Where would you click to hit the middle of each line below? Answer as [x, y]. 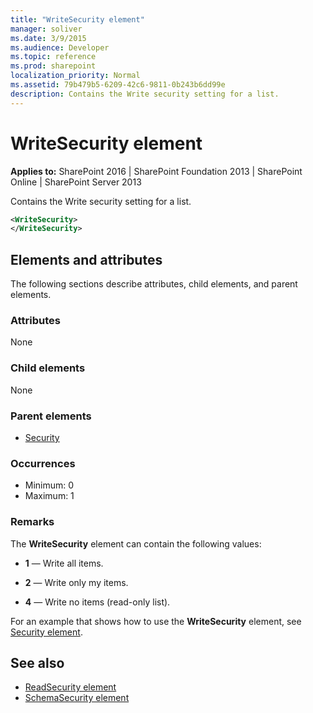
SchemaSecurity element [77, 698]
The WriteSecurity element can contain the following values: [136, 543]
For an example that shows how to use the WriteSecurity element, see [156, 621]
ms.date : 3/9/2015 [48, 38]
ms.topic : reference [53, 57]
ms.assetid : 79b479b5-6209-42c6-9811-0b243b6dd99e [118, 85]
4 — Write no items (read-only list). [97, 602]
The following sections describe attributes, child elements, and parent [154, 284]
